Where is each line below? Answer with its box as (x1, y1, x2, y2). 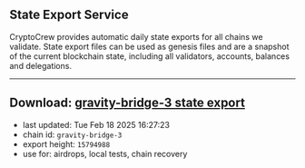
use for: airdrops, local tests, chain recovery (22, 148, 188, 159)
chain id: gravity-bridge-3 (22, 129, 123, 140)
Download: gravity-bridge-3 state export (9, 95, 245, 111)
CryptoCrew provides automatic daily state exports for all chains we (9, 31, 263, 42)
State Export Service (9, 7, 129, 23)
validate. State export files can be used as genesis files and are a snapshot (9, 41, 290, 52)
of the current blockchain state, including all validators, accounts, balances (9, 50, 290, 62)
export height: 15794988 (22, 138, 111, 149)
